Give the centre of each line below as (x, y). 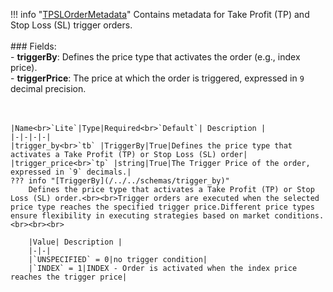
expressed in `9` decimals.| (71, 172)
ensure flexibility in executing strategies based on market (140, 216)
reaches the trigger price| (69, 277)
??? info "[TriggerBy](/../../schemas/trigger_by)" (120, 181)
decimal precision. (48, 88)
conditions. (299, 216)
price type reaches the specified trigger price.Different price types (162, 207)
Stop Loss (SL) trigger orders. (71, 25)
